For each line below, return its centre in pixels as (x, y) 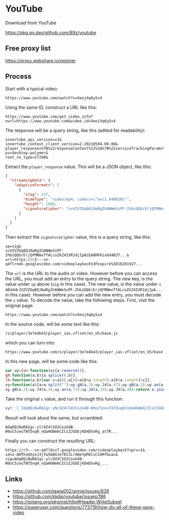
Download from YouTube (31, 23)
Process (18, 76)
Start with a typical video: (32, 88)
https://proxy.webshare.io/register (41, 61)
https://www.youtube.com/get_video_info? (49, 117)
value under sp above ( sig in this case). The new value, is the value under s (83, 284)
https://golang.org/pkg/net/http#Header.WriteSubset (67, 502)
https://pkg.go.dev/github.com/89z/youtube (51, 32)
